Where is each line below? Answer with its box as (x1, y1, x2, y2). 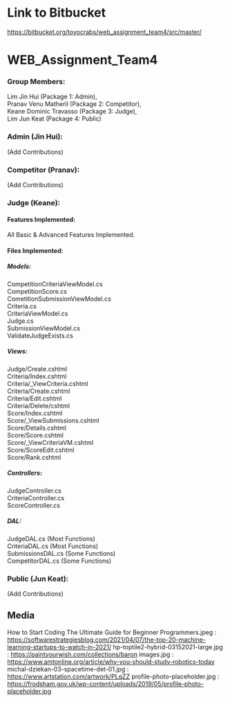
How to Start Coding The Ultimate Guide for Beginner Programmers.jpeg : (7, 628, 217, 636)
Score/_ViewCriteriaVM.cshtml (7, 438, 94, 446)
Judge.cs (7, 317, 35, 325)
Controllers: (7, 469, 43, 477)
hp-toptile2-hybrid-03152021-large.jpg (113, 642, 223, 651)
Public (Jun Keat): (7, 574, 69, 583)
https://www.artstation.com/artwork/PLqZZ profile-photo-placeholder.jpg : (7, 672, 220, 681)
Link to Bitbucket (7, 5, 106, 21)
